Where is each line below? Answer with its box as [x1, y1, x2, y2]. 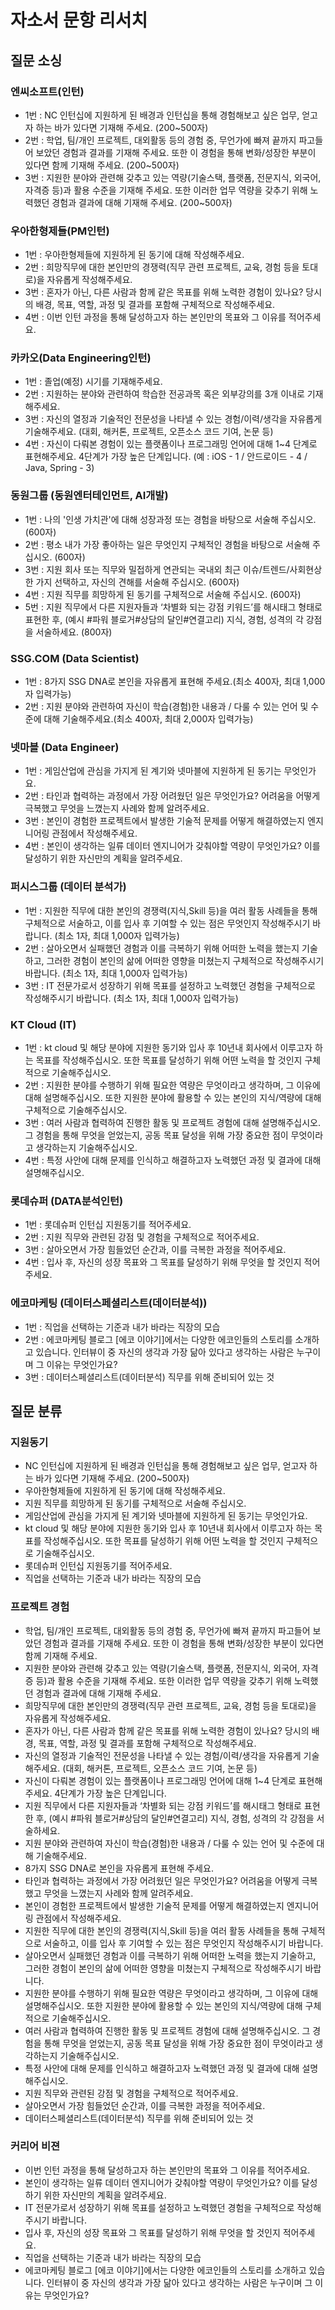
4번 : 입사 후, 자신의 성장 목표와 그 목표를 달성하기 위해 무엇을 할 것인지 [24, 1256, 302, 1268]
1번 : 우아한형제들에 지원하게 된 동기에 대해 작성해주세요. [24, 249, 245, 261]
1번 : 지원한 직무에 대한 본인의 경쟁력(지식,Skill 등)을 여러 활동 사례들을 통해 [24, 904, 318, 916]
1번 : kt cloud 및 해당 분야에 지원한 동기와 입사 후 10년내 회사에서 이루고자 [24, 1041, 313, 1053]
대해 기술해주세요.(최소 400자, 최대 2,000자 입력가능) [43, 713, 254, 725]
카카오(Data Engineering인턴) [10, 351, 152, 365]
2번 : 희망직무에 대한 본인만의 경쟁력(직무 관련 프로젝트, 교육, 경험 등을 [24, 261, 300, 273]
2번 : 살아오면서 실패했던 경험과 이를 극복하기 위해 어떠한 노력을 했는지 [24, 942, 300, 954]
